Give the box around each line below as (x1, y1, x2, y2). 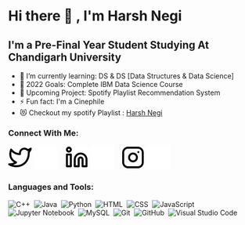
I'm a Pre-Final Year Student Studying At (8, 38, 210, 52)
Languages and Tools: (8, 182, 94, 193)
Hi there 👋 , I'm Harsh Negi (8, 7, 182, 25)
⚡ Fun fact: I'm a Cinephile (19, 97, 105, 106)
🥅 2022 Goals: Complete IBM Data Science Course (19, 80, 183, 89)
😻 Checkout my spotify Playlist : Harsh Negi (19, 108, 163, 117)
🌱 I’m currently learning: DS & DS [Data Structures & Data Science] (19, 71, 235, 81)
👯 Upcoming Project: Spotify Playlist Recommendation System (19, 88, 221, 97)
